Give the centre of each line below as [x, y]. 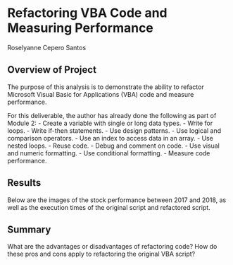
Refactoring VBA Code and [87, 13]
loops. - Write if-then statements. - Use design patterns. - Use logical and [114, 130]
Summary [29, 229]
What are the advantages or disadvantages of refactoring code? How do [112, 247]
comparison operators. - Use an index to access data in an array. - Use [110, 138]
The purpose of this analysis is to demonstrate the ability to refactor [106, 87]
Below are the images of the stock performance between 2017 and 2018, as [117, 200]
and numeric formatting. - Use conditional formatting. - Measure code [109, 153]
